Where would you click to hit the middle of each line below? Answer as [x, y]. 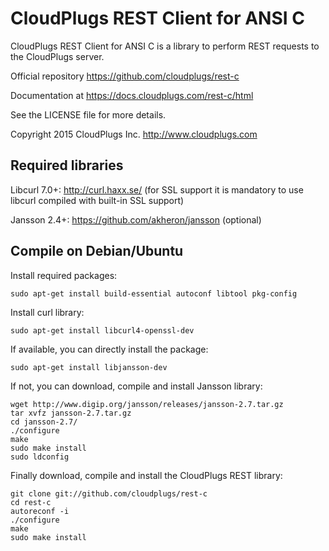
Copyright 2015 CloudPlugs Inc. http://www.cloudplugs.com [134, 134]
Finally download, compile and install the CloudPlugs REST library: [146, 475]
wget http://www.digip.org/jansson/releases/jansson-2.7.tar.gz [147, 404]
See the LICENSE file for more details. [88, 114]
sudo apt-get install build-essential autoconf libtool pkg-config [154, 293]
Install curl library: [47, 312]
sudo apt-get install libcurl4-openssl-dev [102, 330]
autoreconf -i [40, 511]
